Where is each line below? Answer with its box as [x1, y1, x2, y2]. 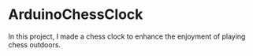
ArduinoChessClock [8, 6, 143, 24]
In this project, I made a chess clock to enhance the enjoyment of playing [8, 32, 246, 41]
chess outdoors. [8, 39, 61, 49]
